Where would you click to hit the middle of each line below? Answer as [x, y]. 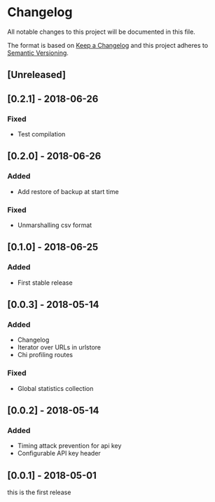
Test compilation [41, 134]
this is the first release [39, 492]
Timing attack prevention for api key [69, 446]
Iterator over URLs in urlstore [59, 347]
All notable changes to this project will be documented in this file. [102, 32]
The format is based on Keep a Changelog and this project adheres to [108, 45]
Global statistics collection [55, 388]
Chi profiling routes [45, 355]
